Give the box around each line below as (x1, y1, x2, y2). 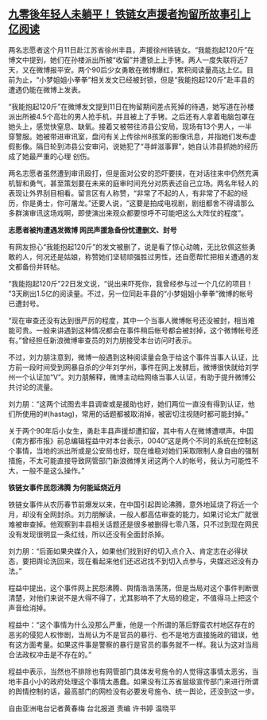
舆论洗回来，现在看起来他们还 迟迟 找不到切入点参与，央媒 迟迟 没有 (35, 556, 252, 566)
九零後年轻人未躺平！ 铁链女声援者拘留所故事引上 (8, 7, 251, 21)
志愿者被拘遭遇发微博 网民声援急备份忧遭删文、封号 (8, 225, 177, 235)
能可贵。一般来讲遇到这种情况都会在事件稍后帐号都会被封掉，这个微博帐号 (8, 325, 252, 335)
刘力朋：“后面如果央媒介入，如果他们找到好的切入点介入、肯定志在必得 (8, 546, 242, 555)
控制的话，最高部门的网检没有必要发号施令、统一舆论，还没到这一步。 (29, 687, 259, 696)
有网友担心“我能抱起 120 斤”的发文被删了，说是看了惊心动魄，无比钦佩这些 (8, 242, 249, 251)
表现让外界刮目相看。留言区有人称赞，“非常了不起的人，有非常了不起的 (8, 188, 242, 197)
